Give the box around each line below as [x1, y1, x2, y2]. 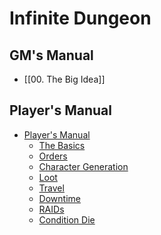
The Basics [38, 139, 86, 151]
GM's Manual [9, 47, 94, 64]
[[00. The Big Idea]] [23, 73, 106, 85]
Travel [38, 182, 65, 194]
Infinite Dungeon [9, 7, 152, 30]
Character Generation [38, 160, 129, 172]
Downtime [38, 192, 81, 204]
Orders [38, 150, 68, 162]
